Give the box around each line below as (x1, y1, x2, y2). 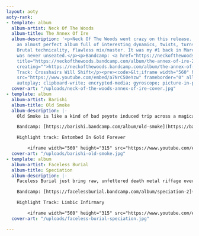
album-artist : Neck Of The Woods (11, 25, 94, 31)
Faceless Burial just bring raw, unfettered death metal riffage (17, 178, 182, 184)
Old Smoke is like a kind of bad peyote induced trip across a (17, 113, 176, 119)
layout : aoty (6, 8, 38, 15)
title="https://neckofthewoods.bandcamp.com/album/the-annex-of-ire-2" (17, 58, 197, 64)
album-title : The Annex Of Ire (11, 31, 89, 37)
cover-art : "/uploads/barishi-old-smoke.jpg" (11, 151, 126, 157)
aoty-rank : (6, 14, 33, 20)
